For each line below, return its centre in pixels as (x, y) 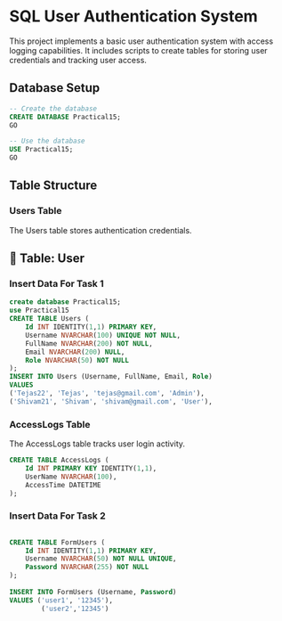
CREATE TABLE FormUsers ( (57, 542)
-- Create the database (53, 109)
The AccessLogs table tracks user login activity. (97, 444)
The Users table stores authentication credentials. (101, 230)
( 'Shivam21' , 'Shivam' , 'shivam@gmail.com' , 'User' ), (111, 401)
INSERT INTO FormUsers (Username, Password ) (93, 592)
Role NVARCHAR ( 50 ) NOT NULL (77, 360)
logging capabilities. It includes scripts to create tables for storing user (139, 50)
